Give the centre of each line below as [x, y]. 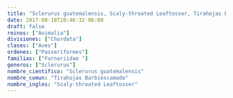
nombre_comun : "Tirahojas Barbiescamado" [68, 78]
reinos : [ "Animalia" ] [38, 33]
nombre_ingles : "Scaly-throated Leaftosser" [72, 84]
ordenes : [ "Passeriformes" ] [48, 52]
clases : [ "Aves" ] [32, 46]
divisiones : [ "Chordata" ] [44, 39]
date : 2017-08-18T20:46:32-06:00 [55, 20]
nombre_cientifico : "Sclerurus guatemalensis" [76, 71]
